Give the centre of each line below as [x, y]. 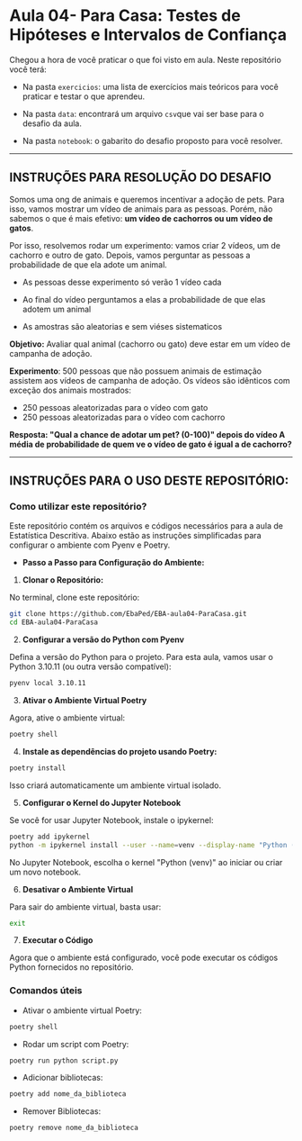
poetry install [38, 768]
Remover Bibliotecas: [62, 1111]
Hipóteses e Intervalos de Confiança [148, 35]
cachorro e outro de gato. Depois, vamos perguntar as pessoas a [130, 255]
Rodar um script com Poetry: [75, 1044]
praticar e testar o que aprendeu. [84, 96]
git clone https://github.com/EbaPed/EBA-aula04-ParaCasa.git [128, 614]
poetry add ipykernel [50, 837]
